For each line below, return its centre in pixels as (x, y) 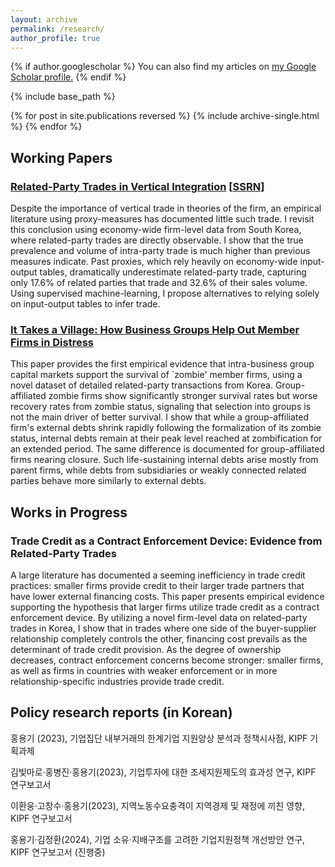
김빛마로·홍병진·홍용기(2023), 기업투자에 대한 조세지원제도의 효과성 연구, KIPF (163, 772)
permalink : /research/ (57, 29)
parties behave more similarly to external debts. (108, 481)
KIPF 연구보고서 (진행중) (58, 852)
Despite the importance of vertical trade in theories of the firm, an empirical (166, 208)
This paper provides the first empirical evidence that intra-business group (162, 364)
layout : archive (44, 19)
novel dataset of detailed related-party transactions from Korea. (141, 385)
